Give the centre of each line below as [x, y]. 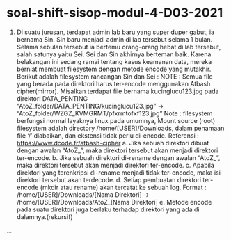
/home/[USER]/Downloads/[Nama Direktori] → [83, 194]
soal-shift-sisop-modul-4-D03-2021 [115, 13]
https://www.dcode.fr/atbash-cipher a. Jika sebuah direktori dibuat [113, 143]
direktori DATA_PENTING [52, 98]
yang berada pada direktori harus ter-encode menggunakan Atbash [113, 83]
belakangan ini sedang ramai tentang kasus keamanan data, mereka [114, 61]
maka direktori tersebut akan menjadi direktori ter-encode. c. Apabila [115, 165]
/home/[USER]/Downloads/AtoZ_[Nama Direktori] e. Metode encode [114, 202]
